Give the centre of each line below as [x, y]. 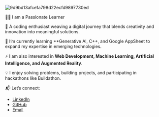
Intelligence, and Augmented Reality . [44, 63]
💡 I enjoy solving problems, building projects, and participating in [71, 73]
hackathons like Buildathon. [33, 78]
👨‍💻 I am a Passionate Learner [35, 17]
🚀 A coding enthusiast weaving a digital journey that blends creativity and [79, 26]
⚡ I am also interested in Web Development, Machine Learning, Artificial [79, 56]
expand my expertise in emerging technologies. [53, 46]
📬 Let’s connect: [23, 88]
